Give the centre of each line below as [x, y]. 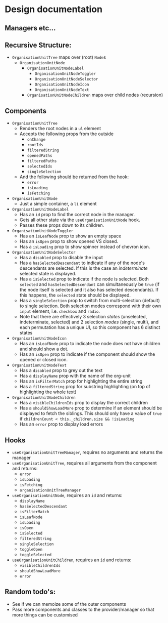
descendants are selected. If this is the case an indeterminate [83, 268]
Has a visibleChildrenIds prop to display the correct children [84, 403]
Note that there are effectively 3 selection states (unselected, [83, 317]
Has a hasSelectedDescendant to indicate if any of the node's [82, 263]
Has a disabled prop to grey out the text [61, 370]
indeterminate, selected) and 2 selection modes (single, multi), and [89, 322]
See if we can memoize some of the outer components [69, 604]
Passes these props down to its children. [62, 225]
